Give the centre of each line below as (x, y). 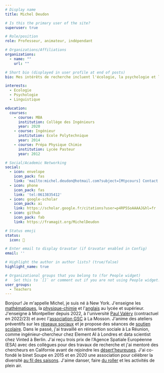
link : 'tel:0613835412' (38, 195)
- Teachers (20, 289)
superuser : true (21, 27)
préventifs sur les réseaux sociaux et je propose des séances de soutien (78, 324)
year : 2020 (29, 126)
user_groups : (18, 285)
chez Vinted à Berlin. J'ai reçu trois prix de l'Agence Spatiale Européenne (79, 340)
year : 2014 (29, 140)
